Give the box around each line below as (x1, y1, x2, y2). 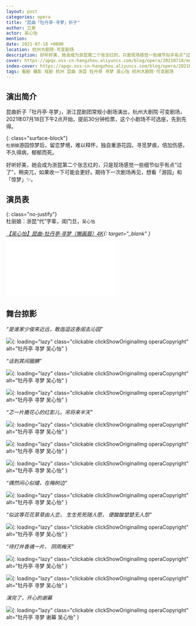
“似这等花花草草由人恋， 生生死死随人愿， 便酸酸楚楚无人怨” (6, 511, 152, 518)
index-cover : (6, 63, 38, 69)
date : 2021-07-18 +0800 (6, 42, 64, 47)
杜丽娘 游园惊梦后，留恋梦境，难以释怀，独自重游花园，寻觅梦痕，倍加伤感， (6, 142, 188, 149)
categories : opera (6, 14, 51, 20)
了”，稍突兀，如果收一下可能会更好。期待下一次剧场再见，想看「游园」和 (6, 169, 183, 176)
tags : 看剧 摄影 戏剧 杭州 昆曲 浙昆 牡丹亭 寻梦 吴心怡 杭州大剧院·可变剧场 (6, 69, 174, 74)
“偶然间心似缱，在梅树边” (6, 479, 68, 486)
